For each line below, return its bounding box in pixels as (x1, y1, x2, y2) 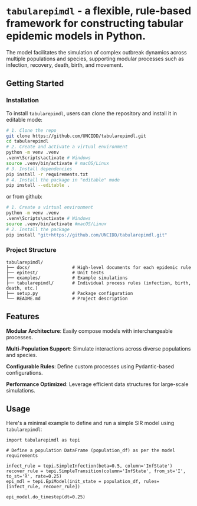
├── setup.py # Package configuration (6, 290, 133, 296)
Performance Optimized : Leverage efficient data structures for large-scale (6, 380, 189, 388)
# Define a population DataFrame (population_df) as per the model (6, 447, 176, 453)
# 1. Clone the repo (6, 127, 57, 134)
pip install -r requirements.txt (6, 171, 88, 177)
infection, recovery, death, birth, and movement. (6, 61, 123, 69)
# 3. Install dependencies (6, 166, 73, 172)
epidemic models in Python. (6, 30, 146, 43)
